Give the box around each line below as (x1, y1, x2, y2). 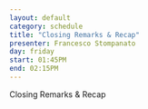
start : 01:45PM (9, 55, 67, 64)
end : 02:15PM (9, 64, 59, 74)
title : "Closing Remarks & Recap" (9, 30, 141, 39)
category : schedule (9, 22, 84, 31)
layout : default (9, 13, 71, 23)
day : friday (9, 47, 54, 56)
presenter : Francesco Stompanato (9, 38, 136, 48)
